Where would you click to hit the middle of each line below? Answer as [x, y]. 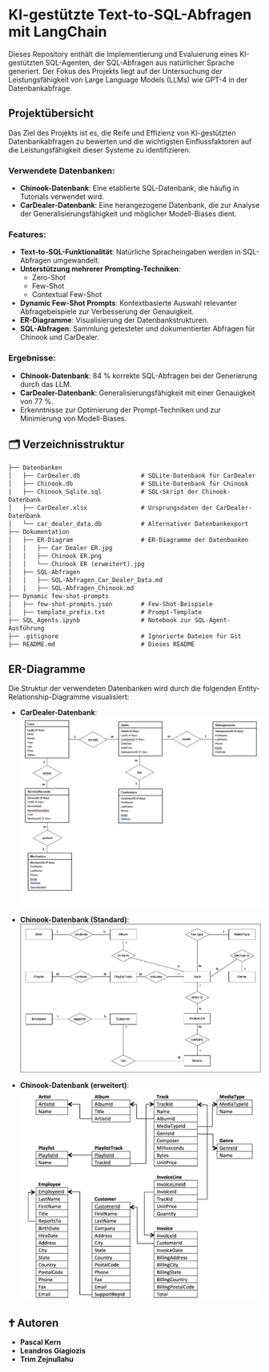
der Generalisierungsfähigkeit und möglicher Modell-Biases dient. [128, 214]
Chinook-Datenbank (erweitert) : [74, 1085]
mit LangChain [58, 32]
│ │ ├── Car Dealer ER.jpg [60, 548]
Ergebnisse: [32, 358]
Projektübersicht [51, 114]
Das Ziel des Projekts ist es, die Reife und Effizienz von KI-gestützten [122, 132]
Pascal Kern [40, 1342]
